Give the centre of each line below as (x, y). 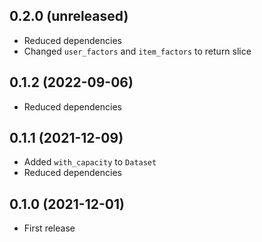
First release (49, 228)
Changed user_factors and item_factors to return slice (137, 51)
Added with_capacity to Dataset (90, 162)
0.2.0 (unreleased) (69, 16)
